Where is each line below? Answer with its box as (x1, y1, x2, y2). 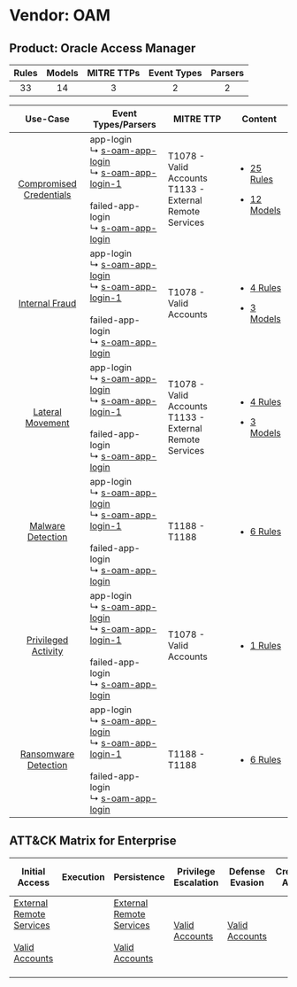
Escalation (173, 876, 219, 889)
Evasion (229, 876, 265, 889)
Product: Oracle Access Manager (9, 41, 196, 56)
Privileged (26, 634, 69, 646)
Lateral (33, 406, 62, 417)
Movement (25, 417, 70, 429)
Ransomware (20, 748, 75, 760)
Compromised (17, 178, 77, 190)
